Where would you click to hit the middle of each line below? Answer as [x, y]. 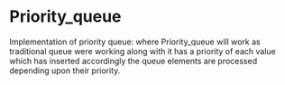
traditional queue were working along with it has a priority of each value [143, 51]
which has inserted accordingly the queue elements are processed [133, 61]
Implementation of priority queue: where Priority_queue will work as [135, 42]
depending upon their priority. [65, 71]
